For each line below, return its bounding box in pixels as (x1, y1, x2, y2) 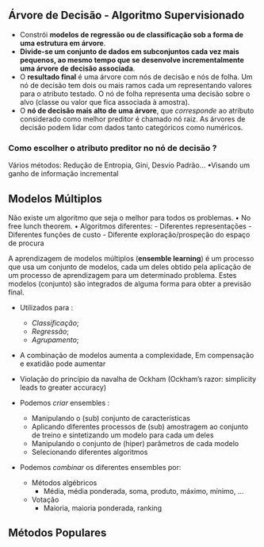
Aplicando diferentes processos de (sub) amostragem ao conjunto (31, 422, 248, 431)
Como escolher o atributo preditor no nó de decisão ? (8, 142, 217, 153)
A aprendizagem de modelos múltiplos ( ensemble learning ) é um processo (8, 253, 254, 263)
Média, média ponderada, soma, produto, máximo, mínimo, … (43, 486, 244, 495)
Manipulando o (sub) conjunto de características (31, 413, 190, 422)
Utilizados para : (19, 302, 74, 312)
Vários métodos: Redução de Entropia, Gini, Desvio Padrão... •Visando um (8, 160, 251, 170)
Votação (31, 495, 59, 504)
